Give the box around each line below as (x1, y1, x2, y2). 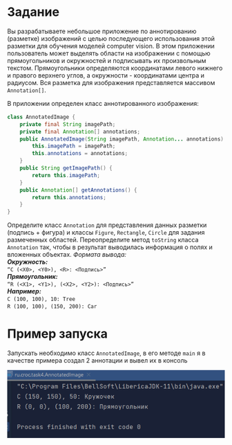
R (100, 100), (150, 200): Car (7, 303, 97, 310)
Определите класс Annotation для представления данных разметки (7, 221, 207, 229)
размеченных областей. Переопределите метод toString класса (7, 236, 199, 244)
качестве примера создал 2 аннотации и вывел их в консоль (7, 356, 188, 365)
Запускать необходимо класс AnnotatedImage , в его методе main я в (7, 349, 206, 357)
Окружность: (7, 257, 48, 266)
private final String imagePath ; (19, 120, 116, 128)
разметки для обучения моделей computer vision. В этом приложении (7, 42, 215, 50)
